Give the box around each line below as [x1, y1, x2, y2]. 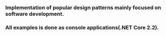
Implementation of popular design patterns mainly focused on [5, 4, 161, 11]
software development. [5, 10, 64, 17]
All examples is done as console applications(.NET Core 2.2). [5, 24, 159, 31]
